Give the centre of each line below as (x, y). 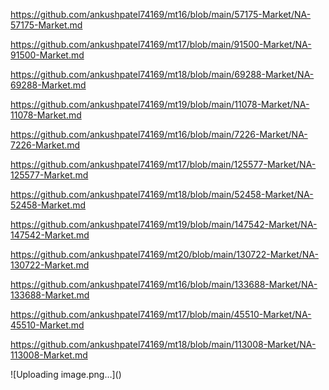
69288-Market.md (48, 85)
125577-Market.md (49, 175)
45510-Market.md (47, 325)
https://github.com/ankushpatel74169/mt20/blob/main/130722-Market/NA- (164, 254)
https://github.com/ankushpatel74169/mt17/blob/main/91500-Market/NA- (161, 44)
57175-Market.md (46, 25)
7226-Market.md (45, 145)
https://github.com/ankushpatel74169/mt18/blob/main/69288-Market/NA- (162, 74)
